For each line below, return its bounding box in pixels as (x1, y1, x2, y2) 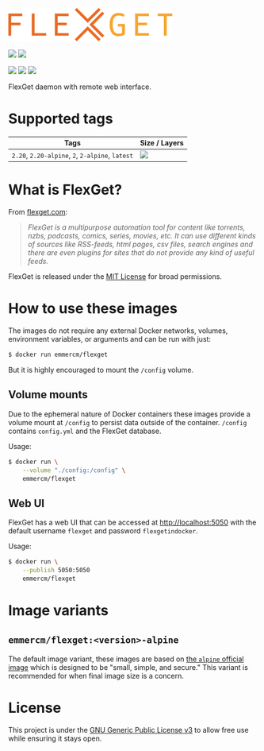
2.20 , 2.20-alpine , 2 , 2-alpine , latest (11, 150, 133, 160)
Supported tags (8, 110, 113, 128)
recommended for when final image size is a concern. (8, 671, 185, 680)
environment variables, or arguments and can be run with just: (8, 335, 212, 344)
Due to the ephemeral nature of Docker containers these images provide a (8, 409, 251, 419)
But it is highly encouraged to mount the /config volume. (8, 365, 194, 374)
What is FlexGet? (8, 181, 123, 199)
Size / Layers (140, 138, 184, 148)
